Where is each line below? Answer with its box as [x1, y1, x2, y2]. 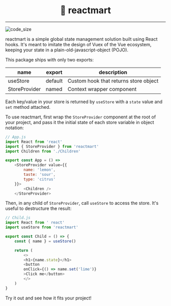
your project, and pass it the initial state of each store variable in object [5, 119, 154, 125]
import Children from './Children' [5, 148, 81, 154]
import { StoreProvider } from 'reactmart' [5, 144, 99, 149]
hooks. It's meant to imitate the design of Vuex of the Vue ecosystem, [5, 41, 152, 47]
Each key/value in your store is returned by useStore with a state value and [5, 99, 163, 105]
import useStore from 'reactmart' [5, 225, 79, 230]
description [99, 69, 127, 76]
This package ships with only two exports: [5, 56, 94, 63]
